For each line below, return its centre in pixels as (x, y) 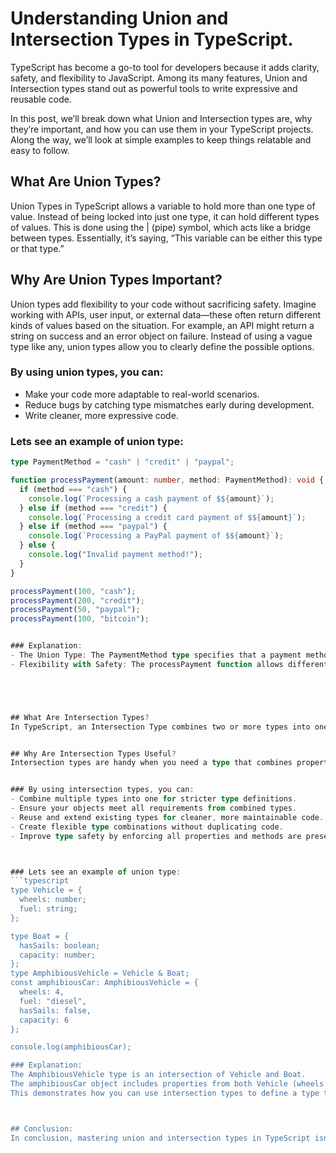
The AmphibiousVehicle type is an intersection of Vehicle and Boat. (158, 1075)
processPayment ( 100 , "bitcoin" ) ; (80, 619)
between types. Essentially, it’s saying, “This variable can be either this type (166, 238)
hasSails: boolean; (60, 945)
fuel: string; (48, 909)
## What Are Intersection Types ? (80, 717)
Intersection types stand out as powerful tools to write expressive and (154, 88)
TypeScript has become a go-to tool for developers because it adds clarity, (165, 67)
